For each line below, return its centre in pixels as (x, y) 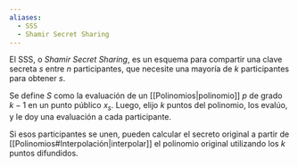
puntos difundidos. (44, 154)
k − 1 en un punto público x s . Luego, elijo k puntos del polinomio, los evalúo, (149, 106)
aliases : (25, 17)
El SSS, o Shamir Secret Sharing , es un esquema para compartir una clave (146, 60)
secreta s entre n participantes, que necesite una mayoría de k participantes (149, 69)
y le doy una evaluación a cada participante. (91, 117)
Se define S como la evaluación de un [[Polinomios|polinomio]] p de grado (146, 96)
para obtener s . (37, 79)
